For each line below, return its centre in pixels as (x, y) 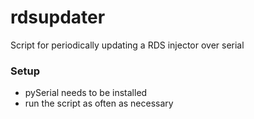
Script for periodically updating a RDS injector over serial (127, 45)
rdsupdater (58, 17)
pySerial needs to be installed (86, 93)
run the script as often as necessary (99, 103)
